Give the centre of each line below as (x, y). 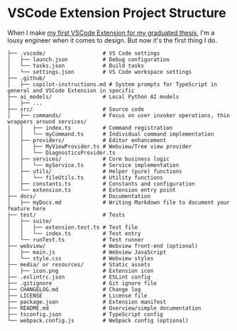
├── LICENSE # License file (77, 295)
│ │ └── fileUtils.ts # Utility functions (85, 178)
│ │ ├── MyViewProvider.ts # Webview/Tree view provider (100, 146)
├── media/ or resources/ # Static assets (79, 264)
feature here (27, 208)
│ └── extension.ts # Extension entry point (92, 190)
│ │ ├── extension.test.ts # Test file (73, 227)
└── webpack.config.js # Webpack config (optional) (98, 320)
